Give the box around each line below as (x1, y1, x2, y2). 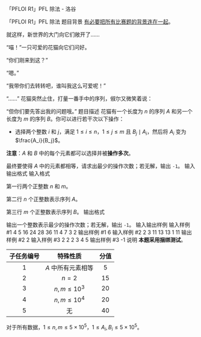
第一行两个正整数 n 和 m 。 (6, 183, 72, 190)
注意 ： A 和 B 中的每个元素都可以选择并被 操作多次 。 (6, 150, 134, 157)
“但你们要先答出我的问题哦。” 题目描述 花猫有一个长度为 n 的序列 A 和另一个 (6, 108, 193, 115)
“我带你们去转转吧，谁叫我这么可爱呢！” (6, 82, 107, 89)
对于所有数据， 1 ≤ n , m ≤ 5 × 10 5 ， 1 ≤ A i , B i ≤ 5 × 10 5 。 (6, 323, 143, 332)
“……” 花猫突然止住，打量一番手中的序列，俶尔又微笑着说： (6, 95, 153, 102)
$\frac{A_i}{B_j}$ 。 (14, 136, 64, 143)
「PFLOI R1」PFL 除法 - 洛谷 (6, 5, 76, 12)
